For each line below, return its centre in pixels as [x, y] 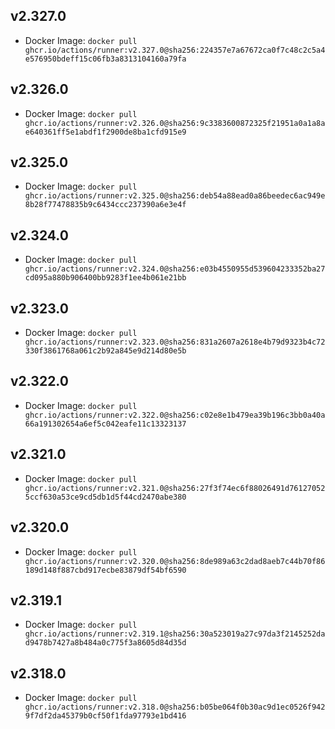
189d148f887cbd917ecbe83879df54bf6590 [105, 570]
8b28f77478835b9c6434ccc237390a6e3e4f [105, 205]
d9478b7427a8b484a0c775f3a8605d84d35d [105, 643]
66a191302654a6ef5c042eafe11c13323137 [105, 424]
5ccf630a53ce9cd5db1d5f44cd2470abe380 [105, 497]
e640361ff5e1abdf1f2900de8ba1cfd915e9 [105, 132]
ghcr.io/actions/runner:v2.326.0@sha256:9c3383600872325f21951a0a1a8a [175, 123]
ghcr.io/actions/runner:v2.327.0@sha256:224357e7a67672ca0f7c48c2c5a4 [175, 50]
